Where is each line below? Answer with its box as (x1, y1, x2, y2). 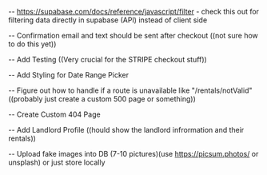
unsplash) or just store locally (8, 157, 106, 167)
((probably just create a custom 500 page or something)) (8, 94, 196, 103)
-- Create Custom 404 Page (8, 109, 102, 119)
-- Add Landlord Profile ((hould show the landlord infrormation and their (8, 125, 245, 134)
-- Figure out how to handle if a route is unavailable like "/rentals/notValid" (8, 86, 253, 95)
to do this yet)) (8, 39, 57, 49)
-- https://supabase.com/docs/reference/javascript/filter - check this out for (8, 7, 260, 16)
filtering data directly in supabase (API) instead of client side (8, 15, 208, 25)
